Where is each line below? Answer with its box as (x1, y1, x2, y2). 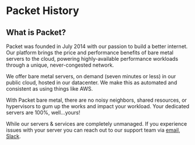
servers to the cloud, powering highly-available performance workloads (6, 56, 179, 62)
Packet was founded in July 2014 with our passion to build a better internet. (6, 43, 188, 50)
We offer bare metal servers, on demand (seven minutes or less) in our (6, 73, 176, 80)
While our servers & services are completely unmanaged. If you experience (6, 120, 187, 127)
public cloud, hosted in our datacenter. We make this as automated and (6, 79, 177, 86)
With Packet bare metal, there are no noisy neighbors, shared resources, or (6, 96, 187, 103)
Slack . (6, 133, 21, 140)
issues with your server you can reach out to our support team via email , (6, 127, 180, 133)
